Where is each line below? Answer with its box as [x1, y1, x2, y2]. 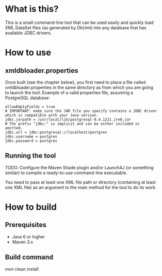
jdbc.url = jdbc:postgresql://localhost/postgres [5, 130, 108, 135]
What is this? [5, 3, 59, 15]
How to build [5, 201, 57, 213]
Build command [5, 253, 53, 261]
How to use [5, 47, 51, 58]
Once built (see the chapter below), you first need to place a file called [5, 79, 146, 85]
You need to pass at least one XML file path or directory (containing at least [5, 179, 156, 185]
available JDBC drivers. [5, 30, 52, 36]
